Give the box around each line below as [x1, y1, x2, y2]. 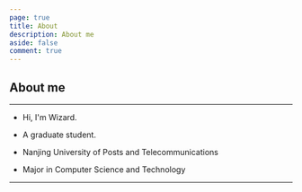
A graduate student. [22, 129, 97, 140]
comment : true [9, 47, 63, 56]
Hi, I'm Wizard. [22, 111, 78, 122]
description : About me [9, 30, 94, 39]
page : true [9, 13, 50, 22]
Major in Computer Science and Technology [22, 163, 186, 175]
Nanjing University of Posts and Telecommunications [22, 146, 218, 157]
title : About [9, 22, 58, 31]
